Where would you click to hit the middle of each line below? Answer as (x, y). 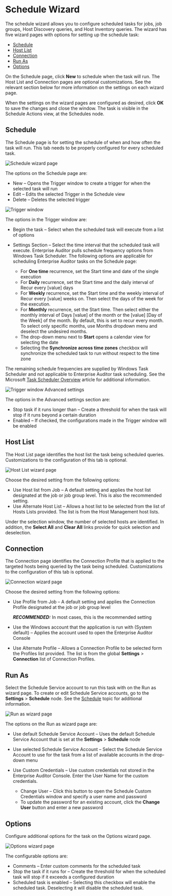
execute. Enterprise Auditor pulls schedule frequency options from (83, 250)
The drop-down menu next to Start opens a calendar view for (85, 337)
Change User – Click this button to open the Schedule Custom (86, 791)
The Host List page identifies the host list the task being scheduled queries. (85, 454)
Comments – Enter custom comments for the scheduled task (77, 866)
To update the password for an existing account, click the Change (90, 802)
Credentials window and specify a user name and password (83, 797)
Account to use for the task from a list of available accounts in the (82, 755)
